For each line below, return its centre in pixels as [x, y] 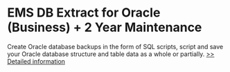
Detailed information [36, 61]
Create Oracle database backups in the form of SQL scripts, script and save [115, 46]
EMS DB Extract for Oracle [84, 13]
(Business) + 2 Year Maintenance [105, 27]
